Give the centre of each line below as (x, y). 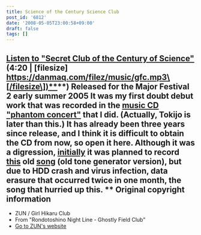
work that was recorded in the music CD (82, 105)
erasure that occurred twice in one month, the (94, 180)
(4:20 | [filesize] (37, 67)
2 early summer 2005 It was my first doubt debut (100, 96)
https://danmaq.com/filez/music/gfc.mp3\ (88, 77)
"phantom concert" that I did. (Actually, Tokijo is (98, 115)
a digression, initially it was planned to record (93, 152)
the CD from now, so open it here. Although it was (100, 142)
